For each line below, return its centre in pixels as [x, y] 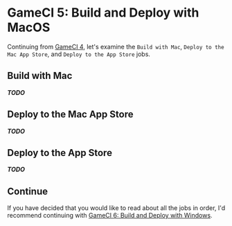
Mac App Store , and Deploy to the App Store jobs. [79, 54]
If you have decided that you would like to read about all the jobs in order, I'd [116, 208]
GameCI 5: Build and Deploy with [103, 13]
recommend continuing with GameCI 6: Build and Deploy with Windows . [110, 216]
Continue [28, 191]
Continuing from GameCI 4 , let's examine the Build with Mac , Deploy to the [116, 46]
